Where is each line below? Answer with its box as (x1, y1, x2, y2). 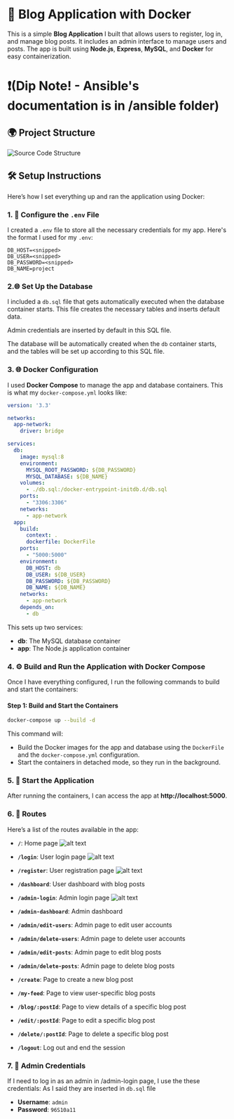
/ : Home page (17, 838, 58, 847)
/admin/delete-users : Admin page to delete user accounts (17, 934, 186, 942)
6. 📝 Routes (7, 809, 47, 819)
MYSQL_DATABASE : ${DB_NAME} (25, 473, 109, 480)
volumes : (20, 480, 46, 487)
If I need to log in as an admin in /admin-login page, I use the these (7, 1077, 200, 1085)
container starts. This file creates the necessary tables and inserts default (7, 305, 221, 314)
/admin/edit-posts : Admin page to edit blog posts (17, 947, 162, 956)
